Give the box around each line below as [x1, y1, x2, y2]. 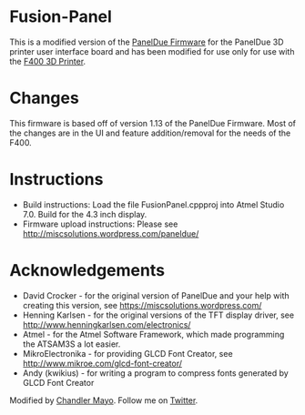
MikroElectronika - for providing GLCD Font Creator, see [22, 348, 234, 359]
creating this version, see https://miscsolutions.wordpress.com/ [22, 299, 262, 310]
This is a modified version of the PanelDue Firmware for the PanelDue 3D [9, 36, 284, 47]
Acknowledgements [9, 260, 166, 280]
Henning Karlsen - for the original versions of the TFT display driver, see [22, 309, 294, 320]
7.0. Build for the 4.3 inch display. [22, 208, 147, 219]
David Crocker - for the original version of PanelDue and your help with [22, 289, 290, 301]
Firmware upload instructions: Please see [22, 218, 178, 229]
